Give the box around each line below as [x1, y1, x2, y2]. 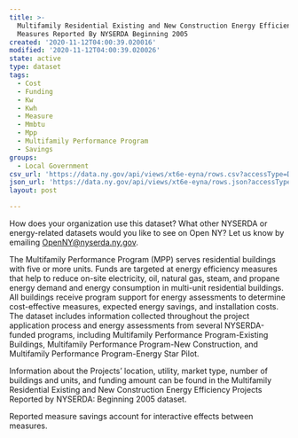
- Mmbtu [17, 121, 46, 129]
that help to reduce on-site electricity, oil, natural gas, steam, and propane [9, 273, 280, 284]
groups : [9, 153, 38, 162]
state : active [9, 54, 62, 63]
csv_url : [9, 169, 42, 178]
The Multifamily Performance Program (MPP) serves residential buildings [9, 254, 277, 264]
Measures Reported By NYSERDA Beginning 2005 [17, 29, 189, 38]
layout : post [9, 186, 58, 195]
